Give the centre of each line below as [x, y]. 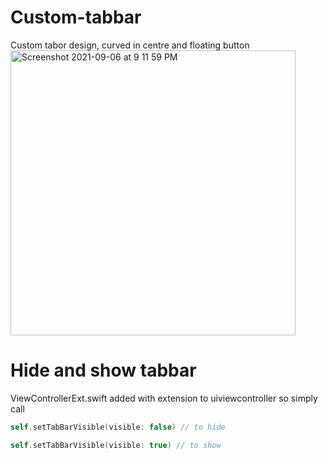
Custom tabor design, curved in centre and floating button [130, 45]
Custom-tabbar [76, 17]
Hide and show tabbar [103, 370]
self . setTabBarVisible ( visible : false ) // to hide [118, 427]
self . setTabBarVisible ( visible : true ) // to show [116, 445]
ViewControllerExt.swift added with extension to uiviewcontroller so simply [164, 398]
